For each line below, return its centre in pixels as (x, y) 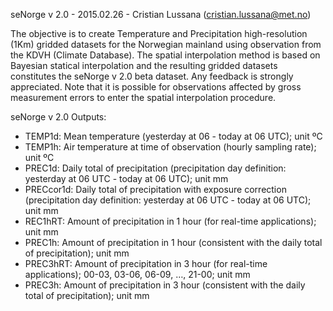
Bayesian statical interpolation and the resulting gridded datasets (144, 65)
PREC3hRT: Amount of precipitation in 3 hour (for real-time (146, 263)
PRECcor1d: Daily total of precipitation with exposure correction (155, 189)
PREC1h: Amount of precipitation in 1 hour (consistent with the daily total (173, 242)
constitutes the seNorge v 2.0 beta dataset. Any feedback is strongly (152, 76)
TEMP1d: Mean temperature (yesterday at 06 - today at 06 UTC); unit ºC (173, 136)
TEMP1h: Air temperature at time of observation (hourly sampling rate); (170, 147)
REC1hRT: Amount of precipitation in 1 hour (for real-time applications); (170, 221)
